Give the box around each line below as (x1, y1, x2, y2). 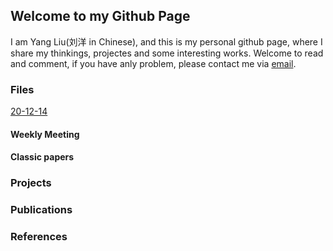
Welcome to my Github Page (10, 8, 191, 25)
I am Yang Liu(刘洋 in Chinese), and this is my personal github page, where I (10, 35, 323, 48)
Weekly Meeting (10, 128, 80, 140)
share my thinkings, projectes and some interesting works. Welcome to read (10, 47, 324, 59)
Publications (10, 203, 73, 217)
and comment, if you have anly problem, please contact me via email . (10, 57, 297, 69)
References (10, 230, 68, 244)
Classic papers (10, 151, 75, 163)
